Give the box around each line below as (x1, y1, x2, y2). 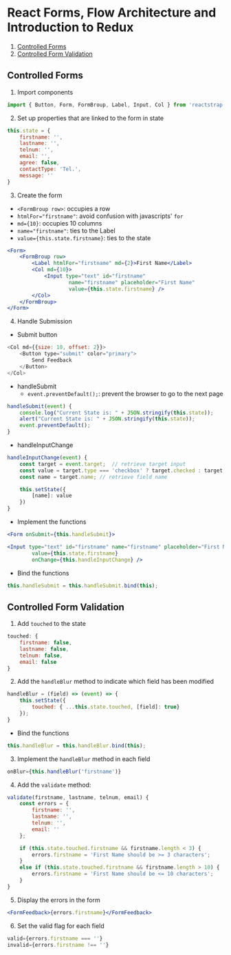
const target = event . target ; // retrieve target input (19, 460, 186, 467)
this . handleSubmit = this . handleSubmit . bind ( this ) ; (7, 582, 158, 589)
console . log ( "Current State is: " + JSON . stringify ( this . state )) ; (19, 409, 214, 416)
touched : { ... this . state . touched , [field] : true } (32, 704, 180, 711)
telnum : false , (19, 652, 63, 659)
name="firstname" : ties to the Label (16, 226, 115, 235)
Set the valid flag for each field (16, 921, 104, 929)
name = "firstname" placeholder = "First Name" (68, 279, 195, 286)
